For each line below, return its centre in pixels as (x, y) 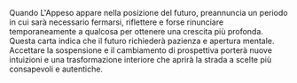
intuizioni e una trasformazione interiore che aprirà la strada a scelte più (141, 60)
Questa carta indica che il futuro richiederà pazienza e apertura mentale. (142, 41)
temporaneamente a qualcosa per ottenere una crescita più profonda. (137, 31)
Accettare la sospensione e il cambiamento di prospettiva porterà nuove (141, 50)
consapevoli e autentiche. (56, 69)
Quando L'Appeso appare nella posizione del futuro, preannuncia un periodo (148, 13)
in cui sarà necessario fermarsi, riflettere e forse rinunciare (117, 22)
